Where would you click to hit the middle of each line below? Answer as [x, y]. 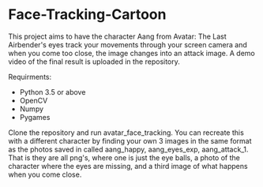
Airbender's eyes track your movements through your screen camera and [128, 44]
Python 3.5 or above [53, 92]
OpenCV [34, 100]
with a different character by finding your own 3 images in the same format [130, 140]
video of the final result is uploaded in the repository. [94, 62]
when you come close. [45, 174]
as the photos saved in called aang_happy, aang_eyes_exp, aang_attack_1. [128, 149]
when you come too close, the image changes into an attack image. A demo [131, 53]
